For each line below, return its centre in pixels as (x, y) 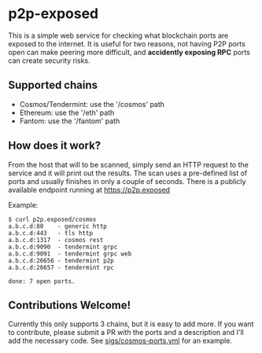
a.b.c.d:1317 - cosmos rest (56, 240)
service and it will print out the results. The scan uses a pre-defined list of (128, 173)
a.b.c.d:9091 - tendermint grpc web (70, 254)
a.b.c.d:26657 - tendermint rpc (61, 267)
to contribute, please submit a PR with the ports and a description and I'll (126, 333)
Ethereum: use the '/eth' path (67, 112)
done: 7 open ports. (42, 281)
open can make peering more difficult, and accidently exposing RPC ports (129, 52)
